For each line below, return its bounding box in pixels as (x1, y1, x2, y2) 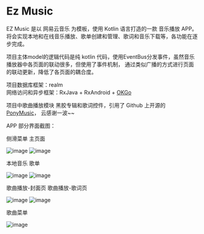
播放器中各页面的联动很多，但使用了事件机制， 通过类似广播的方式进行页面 (6, 61, 194, 68)
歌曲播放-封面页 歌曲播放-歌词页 (6, 184, 87, 192)
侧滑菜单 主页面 (6, 135, 46, 142)
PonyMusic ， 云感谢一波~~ (6, 109, 75, 116)
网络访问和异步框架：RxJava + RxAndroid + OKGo (6, 89, 132, 96)
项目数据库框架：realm (6, 81, 63, 89)
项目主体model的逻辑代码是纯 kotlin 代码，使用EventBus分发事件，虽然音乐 (6, 53, 195, 60)
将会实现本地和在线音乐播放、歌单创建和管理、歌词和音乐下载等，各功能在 (6, 32, 192, 40)
